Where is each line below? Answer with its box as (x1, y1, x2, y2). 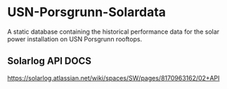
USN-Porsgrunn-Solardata (7, 4, 167, 20)
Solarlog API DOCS (7, 55, 91, 67)
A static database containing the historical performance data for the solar (7, 27, 220, 36)
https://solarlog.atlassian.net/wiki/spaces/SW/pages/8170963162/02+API (7, 74, 220, 82)
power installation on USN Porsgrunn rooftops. (7, 34, 143, 43)
